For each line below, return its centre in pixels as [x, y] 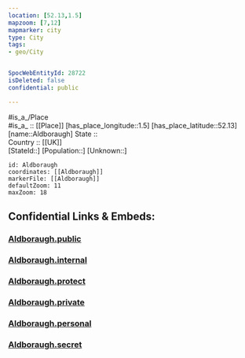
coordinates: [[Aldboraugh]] [56, 172]
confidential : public [44, 87]
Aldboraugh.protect [47, 281]
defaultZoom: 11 [35, 186]
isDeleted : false [37, 80]
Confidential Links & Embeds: [82, 217]
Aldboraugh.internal [48, 260]
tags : [17, 45]
